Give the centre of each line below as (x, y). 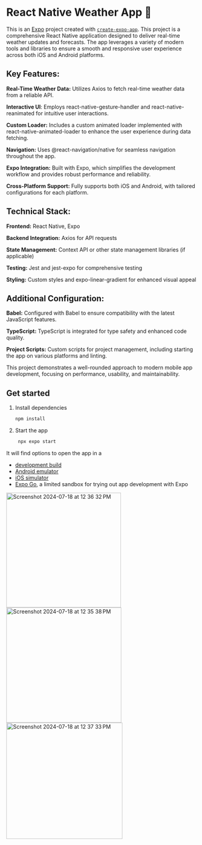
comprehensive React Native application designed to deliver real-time (93, 35)
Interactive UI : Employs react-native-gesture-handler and (78, 107)
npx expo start (37, 442)
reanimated (21, 113)
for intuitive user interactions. (72, 113)
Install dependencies (41, 408)
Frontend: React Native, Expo (43, 226)
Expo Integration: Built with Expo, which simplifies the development (91, 168)
